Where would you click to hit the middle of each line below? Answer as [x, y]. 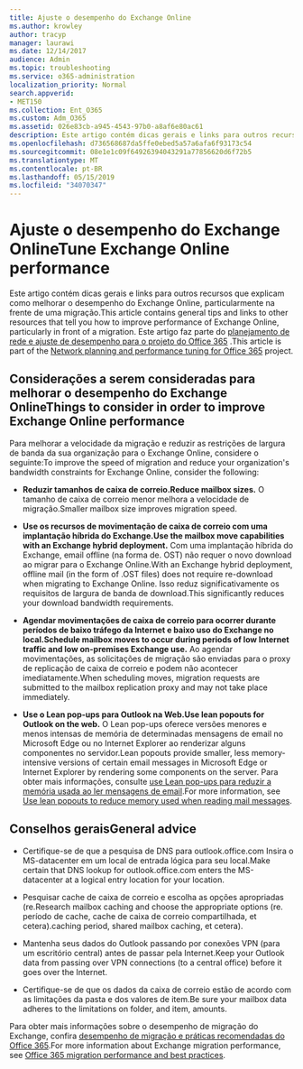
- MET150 [26, 101]
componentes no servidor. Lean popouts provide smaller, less [136, 752]
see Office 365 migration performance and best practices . [118, 1055]
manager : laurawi [42, 43]
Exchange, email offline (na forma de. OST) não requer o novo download [157, 555]
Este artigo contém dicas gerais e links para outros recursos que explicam [147, 293]
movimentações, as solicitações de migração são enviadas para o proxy [156, 659]
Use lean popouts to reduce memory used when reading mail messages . [157, 800]
